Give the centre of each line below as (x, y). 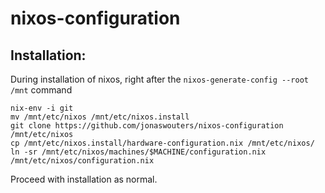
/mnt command (41, 90)
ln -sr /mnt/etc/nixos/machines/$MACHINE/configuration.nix (138, 152)
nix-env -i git (42, 108)
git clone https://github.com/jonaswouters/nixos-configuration (147, 126)
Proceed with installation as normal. (84, 179)
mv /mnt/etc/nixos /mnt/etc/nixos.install (100, 117)
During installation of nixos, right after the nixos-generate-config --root (159, 79)
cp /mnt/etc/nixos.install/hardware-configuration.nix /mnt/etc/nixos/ (162, 143)
